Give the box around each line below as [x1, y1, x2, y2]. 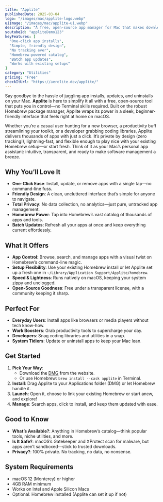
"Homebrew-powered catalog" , [9, 52, 68, 57]
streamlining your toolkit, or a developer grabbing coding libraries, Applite [5, 128, 152, 134]
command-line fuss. [12, 186, 52, 192]
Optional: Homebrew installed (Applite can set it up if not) [12, 491, 127, 497]
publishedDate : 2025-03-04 [5, 12, 60, 17]
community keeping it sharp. [12, 290, 69, 296]
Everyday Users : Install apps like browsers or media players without [12, 317, 149, 323]
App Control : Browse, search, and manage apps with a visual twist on [12, 254, 152, 260]
